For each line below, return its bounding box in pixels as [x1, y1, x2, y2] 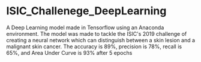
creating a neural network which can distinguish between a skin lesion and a [6, 36, 196, 44]
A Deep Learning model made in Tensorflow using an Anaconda [6, 24, 164, 31]
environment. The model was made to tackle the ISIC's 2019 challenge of [6, 30, 187, 37]
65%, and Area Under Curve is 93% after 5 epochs [6, 49, 133, 56]
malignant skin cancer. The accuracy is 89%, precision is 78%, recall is [6, 43, 182, 50]
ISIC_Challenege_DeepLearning [6, 4, 167, 18]
